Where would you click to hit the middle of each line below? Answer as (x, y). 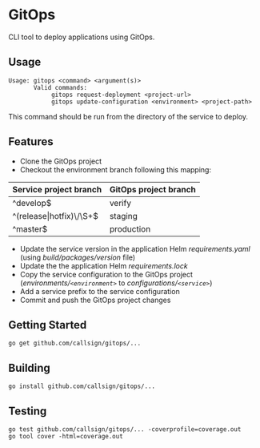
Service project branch (57, 189)
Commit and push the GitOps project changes (95, 300)
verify (120, 203)
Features (31, 142)
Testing (28, 411)
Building (29, 367)
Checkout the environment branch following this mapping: (116, 169)
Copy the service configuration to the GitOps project (106, 274)
